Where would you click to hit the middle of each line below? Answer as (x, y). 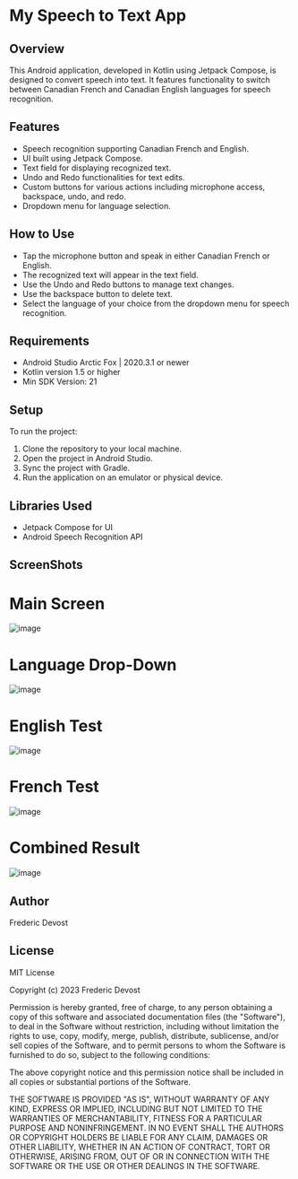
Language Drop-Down (93, 664)
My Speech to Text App (98, 16)
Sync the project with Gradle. (76, 468)
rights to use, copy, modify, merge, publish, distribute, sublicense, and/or (144, 1035)
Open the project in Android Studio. (88, 458)
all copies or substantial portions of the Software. (100, 1081)
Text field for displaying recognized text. (97, 168)
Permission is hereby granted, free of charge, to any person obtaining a (141, 1007)
